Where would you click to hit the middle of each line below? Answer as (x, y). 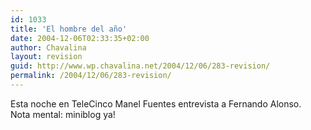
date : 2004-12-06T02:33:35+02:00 (80, 38)
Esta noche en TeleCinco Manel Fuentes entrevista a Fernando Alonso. (156, 103)
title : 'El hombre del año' (69, 29)
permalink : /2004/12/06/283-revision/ (91, 76)
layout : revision (46, 57)
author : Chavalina (48, 47)
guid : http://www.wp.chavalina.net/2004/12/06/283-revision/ (140, 66)
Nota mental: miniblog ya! (63, 114)
